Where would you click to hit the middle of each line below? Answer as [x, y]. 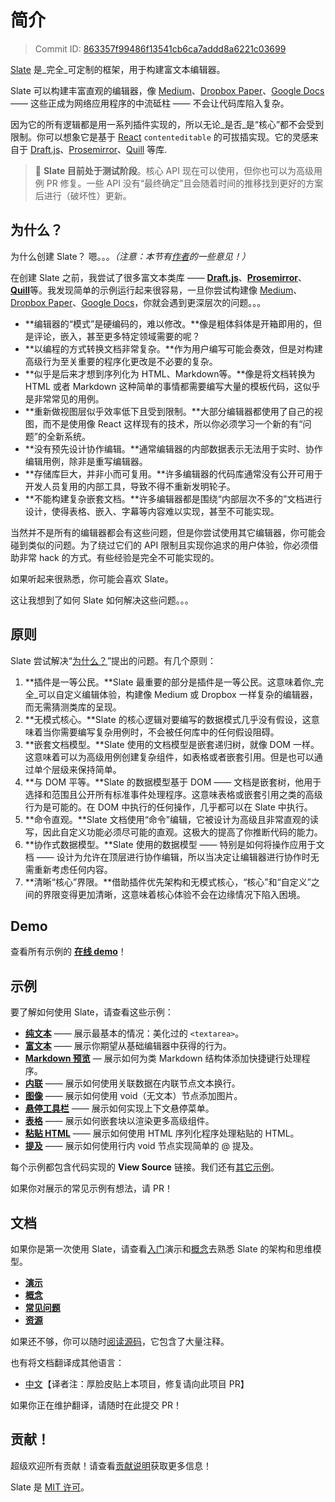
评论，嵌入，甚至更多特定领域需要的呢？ [117, 336]
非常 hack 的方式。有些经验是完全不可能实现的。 [119, 557]
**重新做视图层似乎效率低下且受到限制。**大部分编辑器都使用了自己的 [169, 411]
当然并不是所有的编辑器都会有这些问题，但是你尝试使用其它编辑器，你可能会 [168, 532]
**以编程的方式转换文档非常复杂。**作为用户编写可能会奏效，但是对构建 [173, 348]
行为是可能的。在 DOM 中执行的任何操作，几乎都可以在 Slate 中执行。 [168, 807]
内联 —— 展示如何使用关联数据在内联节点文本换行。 [132, 1083]
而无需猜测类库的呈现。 [73, 707]
